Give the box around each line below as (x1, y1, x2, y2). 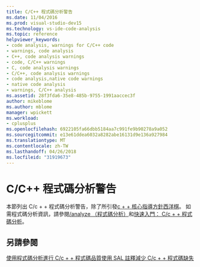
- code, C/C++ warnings (6, 59, 66, 65)
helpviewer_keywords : (6, 37, 61, 43)
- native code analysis (6, 82, 66, 88)
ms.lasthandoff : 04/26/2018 (6, 149, 77, 155)
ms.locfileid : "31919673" (6, 154, 71, 160)
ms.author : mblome (6, 103, 52, 110)
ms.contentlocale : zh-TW (6, 143, 68, 149)
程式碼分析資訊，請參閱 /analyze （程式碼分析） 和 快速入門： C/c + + (11, 210, 181, 218)
